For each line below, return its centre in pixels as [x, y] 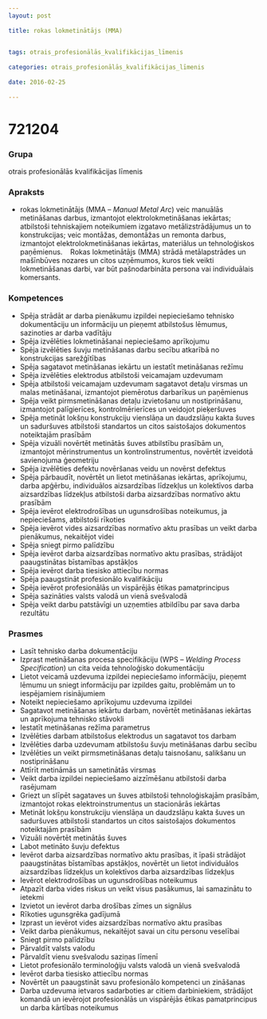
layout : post [30, 16]
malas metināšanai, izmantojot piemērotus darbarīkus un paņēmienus [134, 392]
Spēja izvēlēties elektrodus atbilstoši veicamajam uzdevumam [121, 375]
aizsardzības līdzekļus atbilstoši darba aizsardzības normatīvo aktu [130, 494]
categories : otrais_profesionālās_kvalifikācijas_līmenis [106, 68]
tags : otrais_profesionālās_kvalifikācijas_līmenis [96, 53]
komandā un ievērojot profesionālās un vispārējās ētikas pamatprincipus [138, 999]
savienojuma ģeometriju [59, 460]
